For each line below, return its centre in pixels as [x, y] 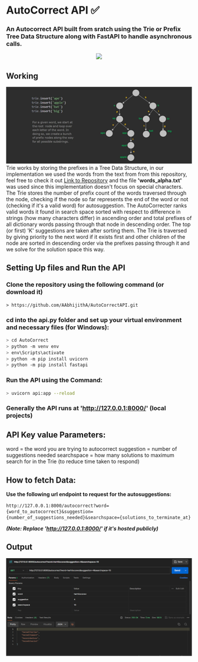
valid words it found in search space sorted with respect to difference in [93, 212]
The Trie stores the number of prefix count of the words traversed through [96, 193]
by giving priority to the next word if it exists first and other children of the [96, 237]
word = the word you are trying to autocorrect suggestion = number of [92, 449]
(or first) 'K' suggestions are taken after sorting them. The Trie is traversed [97, 230]
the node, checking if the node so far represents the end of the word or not [97, 199]
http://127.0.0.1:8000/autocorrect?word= [58, 506]
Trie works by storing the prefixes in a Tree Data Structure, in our [85, 168]
